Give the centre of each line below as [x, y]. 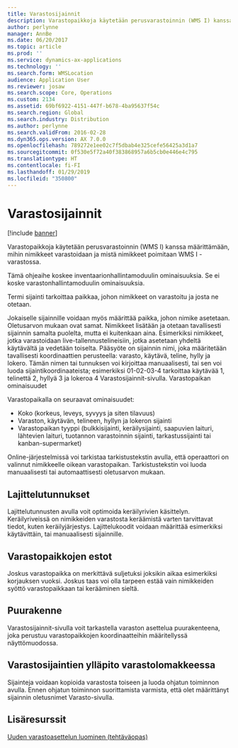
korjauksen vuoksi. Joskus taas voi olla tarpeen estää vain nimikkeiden [110, 581]
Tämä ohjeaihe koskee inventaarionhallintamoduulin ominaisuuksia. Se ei [113, 276]
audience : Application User [49, 80]
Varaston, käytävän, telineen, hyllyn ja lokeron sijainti [95, 421]
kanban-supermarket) [50, 443]
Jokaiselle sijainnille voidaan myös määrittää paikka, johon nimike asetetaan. [119, 318]
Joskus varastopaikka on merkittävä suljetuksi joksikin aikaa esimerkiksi [112, 574]
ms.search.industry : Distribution [58, 119]
